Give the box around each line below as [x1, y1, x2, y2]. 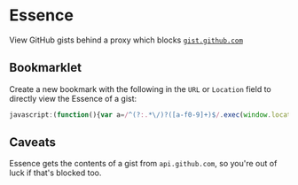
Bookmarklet [9, 60, 82, 75]
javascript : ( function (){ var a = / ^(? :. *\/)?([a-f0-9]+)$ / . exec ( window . [9, 110, 272, 119]
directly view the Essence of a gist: [9, 93, 137, 104]
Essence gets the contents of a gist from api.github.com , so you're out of [9, 158, 278, 169]
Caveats [9, 135, 56, 150]
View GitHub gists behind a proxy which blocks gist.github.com [9, 35, 244, 45]
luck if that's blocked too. [9, 167, 102, 178]
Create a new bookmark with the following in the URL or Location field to [9, 83, 272, 94]
